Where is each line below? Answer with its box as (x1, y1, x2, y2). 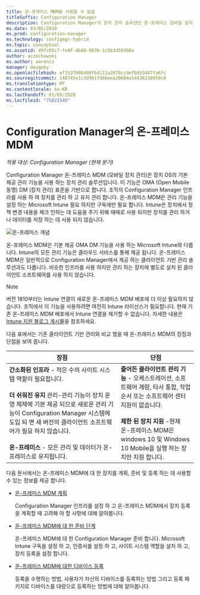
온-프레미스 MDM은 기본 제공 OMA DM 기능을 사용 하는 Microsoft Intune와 (6, 241, 183, 248)
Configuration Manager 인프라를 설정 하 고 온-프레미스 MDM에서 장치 (14, 502, 180, 509)
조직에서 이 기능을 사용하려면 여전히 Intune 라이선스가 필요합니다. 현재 (23, 302, 187, 310)
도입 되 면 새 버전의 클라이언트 (9, 418, 89, 426)
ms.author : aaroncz (6, 58, 55, 64)
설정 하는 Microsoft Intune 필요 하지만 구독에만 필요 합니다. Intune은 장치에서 (6, 201, 187, 208)
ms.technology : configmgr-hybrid (6, 36, 89, 42)
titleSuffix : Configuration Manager (6, 14, 97, 20)
